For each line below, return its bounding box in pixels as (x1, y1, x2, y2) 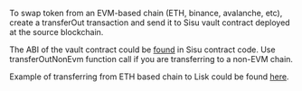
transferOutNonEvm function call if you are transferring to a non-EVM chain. (9, 54, 294, 64)
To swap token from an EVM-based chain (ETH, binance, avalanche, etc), (9, 8, 283, 18)
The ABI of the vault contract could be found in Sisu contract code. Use (9, 44, 276, 55)
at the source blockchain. (9, 27, 104, 37)
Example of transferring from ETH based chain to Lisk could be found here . (9, 71, 289, 82)
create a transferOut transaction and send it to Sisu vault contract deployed (9, 17, 291, 28)
